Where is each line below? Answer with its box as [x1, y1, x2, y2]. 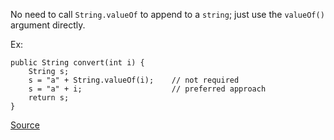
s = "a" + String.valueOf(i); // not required [28, 75, 240, 85]
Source [10, 119, 40, 131]
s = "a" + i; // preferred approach [28, 84, 267, 94]
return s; [28, 93, 70, 103]
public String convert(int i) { [10, 58, 145, 68]
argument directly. [10, 19, 86, 31]
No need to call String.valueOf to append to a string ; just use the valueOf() [10, 9, 325, 20]
